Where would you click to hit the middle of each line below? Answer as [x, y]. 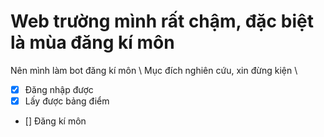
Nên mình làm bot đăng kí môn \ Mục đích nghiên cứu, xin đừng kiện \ [154, 70]
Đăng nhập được [59, 89]
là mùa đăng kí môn [92, 42]
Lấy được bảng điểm [67, 101]
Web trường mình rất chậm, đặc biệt [162, 21]
